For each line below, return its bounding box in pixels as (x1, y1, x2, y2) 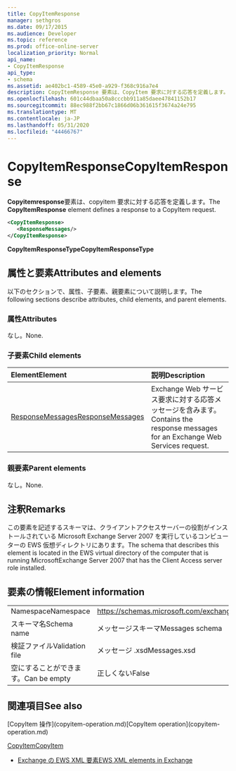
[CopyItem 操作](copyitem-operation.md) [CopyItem (7, 720, 157, 729)
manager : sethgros (7, 17, 61, 24)
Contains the (150, 415, 193, 425)
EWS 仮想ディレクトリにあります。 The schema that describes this (27, 541, 219, 549)
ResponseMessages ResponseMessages (11, 412, 145, 422)
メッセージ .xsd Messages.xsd (97, 646, 196, 656)
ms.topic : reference (7, 37, 68, 44)
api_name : (7, 56, 37, 63)
